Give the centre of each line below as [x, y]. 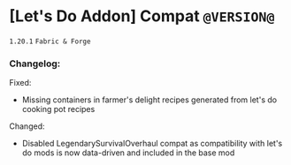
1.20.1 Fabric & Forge [50, 41]
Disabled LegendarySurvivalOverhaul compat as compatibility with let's [152, 144]
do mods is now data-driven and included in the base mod [128, 153]
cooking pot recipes [58, 109]
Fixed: [20, 83]
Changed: [27, 126]
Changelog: [35, 64]
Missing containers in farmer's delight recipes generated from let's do [149, 100]
